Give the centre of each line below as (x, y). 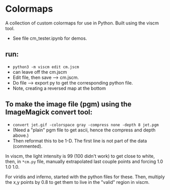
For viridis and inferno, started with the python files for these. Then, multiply (85, 177)
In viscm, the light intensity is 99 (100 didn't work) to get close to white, (80, 156)
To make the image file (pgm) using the (68, 104)
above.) (21, 135)
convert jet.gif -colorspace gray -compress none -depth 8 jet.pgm (86, 125)
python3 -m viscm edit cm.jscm (46, 67)
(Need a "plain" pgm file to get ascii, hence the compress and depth (84, 130)
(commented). (27, 146)
